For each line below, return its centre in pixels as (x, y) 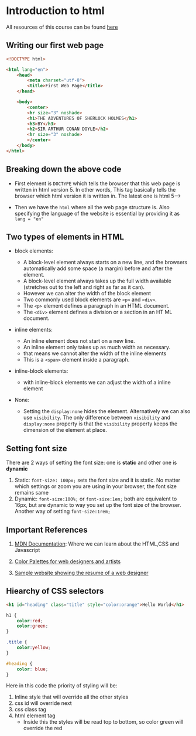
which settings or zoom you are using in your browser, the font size (96, 486)
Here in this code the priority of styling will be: (62, 686)
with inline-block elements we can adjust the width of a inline (97, 383)
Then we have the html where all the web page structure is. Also (92, 207)
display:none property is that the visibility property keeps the (100, 424)
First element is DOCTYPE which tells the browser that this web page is (97, 183)
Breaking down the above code (64, 169)
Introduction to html (55, 11)
